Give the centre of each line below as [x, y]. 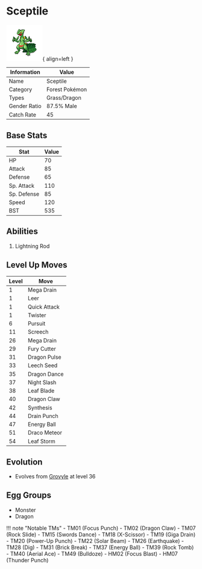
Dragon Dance [46, 374]
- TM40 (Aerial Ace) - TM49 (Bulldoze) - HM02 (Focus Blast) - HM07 [92, 553]
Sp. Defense [24, 194]
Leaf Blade [41, 391]
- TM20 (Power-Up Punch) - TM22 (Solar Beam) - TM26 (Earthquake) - [95, 541]
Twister [37, 315]
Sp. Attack [22, 185]
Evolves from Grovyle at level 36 [55, 476]
